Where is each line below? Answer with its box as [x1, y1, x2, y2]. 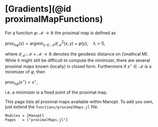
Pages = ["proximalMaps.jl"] [5, 117, 68, 123]
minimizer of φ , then [5, 69, 45, 74]
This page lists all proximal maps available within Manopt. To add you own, [5, 99, 154, 105]
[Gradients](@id [5, 3, 72, 14]
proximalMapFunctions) [5, 14, 103, 25]
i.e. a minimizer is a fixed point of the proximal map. [5, 89, 108, 95]
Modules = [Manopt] [5, 113, 44, 118]
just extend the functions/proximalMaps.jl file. [5, 104, 99, 110]
